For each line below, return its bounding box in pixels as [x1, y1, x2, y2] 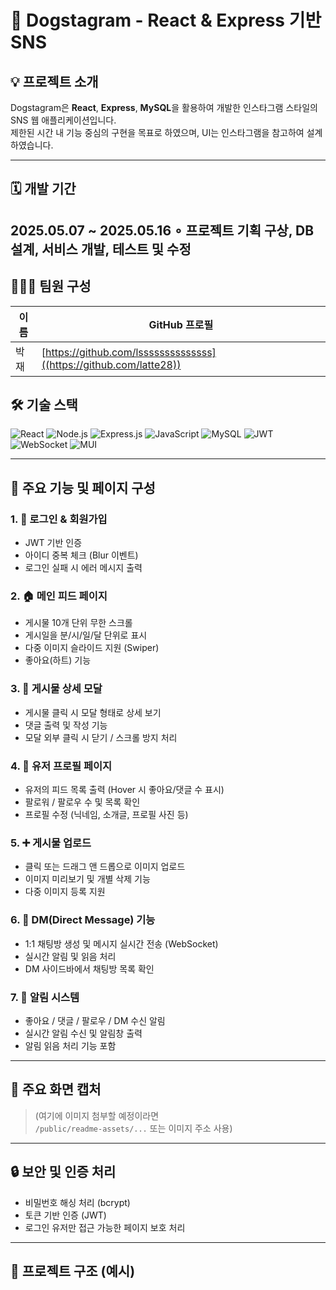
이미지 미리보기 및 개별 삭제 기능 [24, 873, 151, 885]
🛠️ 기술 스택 [10, 396, 78, 413]
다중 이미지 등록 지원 [24, 886, 106, 898]
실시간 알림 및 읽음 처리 [24, 950, 117, 962]
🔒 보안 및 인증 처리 [10, 1164, 117, 1181]
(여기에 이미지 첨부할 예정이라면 [34, 1109, 160, 1121]
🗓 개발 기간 [10, 181, 77, 198]
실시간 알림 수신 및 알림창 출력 [24, 1027, 143, 1039]
